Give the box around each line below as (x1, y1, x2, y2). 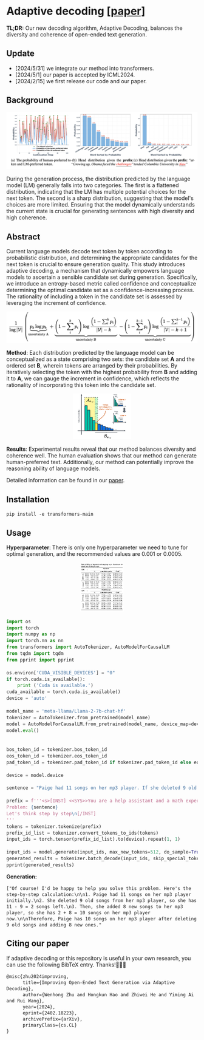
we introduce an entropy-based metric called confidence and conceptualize (6, 279, 196, 287)
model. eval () (6, 727, 39, 733)
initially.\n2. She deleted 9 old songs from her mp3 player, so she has (6, 897, 197, 903)
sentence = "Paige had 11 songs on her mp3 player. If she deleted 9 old (6, 785, 197, 791)
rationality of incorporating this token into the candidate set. (6, 381, 156, 388)
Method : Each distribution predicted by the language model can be (6, 349, 174, 356)
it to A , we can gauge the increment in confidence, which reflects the (6, 375, 180, 382)
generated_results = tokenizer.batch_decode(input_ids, (6, 855, 151, 862)
